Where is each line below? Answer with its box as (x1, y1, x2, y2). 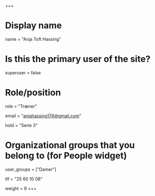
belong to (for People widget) (5, 150, 127, 161)
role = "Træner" (5, 103, 37, 109)
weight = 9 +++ (5, 185, 37, 191)
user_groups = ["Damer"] (5, 166, 57, 172)
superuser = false (5, 69, 41, 75)
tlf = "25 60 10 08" (5, 176, 43, 182)
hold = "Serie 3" (5, 122, 38, 128)
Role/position (5, 87, 61, 98)
